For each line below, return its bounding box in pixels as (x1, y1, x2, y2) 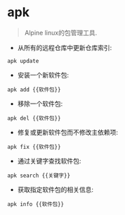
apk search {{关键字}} (7, 172, 71, 179)
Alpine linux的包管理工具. (24, 28, 98, 37)
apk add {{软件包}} (7, 86, 61, 93)
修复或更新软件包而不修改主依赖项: (17, 128, 118, 136)
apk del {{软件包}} (7, 114, 61, 122)
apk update (7, 57, 39, 64)
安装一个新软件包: (17, 70, 69, 79)
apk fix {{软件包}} (7, 143, 61, 150)
